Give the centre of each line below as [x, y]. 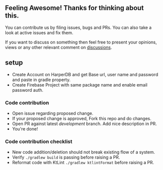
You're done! [25, 128]
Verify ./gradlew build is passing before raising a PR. [66, 157]
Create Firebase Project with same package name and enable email [80, 85]
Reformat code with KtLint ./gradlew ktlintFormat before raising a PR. [83, 163]
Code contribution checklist [39, 141]
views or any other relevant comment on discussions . [59, 47]
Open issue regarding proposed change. [53, 113]
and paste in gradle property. [41, 80]
